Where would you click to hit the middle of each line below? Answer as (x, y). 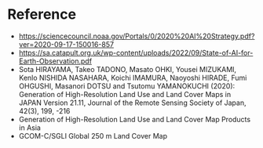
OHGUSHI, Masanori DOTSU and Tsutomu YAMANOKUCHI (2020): (127, 86)
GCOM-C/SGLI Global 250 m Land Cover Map (93, 135)
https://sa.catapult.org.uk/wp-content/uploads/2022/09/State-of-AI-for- (136, 52)
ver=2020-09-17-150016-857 (66, 44)
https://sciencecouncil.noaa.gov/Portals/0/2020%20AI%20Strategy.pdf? (137, 36)
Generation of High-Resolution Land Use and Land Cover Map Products (135, 119)
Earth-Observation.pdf (55, 61)
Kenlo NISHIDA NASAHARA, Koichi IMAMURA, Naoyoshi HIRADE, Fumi (133, 78)
